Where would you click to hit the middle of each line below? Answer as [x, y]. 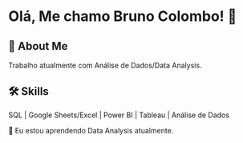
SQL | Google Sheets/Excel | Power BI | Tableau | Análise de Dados [119, 115]
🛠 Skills [29, 92]
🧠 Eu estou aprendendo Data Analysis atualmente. [91, 130]
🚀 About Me [38, 46]
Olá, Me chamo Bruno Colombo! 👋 [123, 16]
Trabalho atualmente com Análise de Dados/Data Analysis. [105, 65]
